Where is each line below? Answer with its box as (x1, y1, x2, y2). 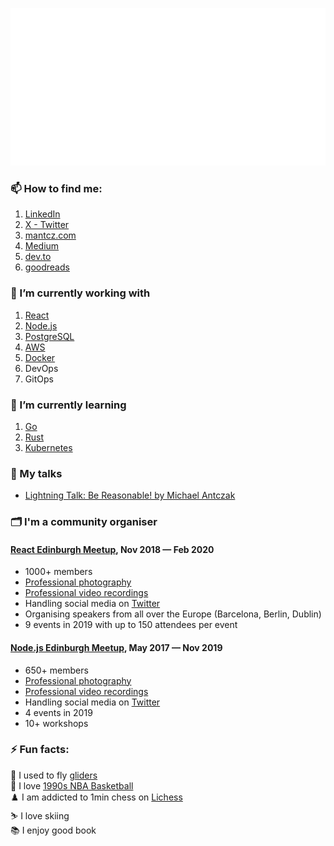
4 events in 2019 (24, 706, 93, 718)
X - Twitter (24, 219, 70, 231)
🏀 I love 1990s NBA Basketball (10, 779, 134, 792)
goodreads (24, 261, 70, 273)
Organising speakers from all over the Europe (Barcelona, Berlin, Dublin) (24, 608, 322, 620)
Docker (24, 351, 56, 363)
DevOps (24, 362, 59, 374)
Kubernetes (24, 441, 73, 453)
